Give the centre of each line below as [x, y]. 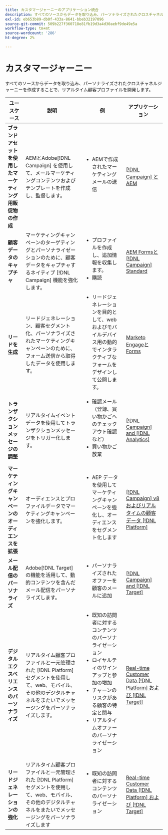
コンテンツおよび [56, 180]
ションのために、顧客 [51, 257]
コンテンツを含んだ [53, 583]
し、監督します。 [45, 195]
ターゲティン [60, 242]
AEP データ [105, 477]
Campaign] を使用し [49, 165]
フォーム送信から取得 [51, 356]
